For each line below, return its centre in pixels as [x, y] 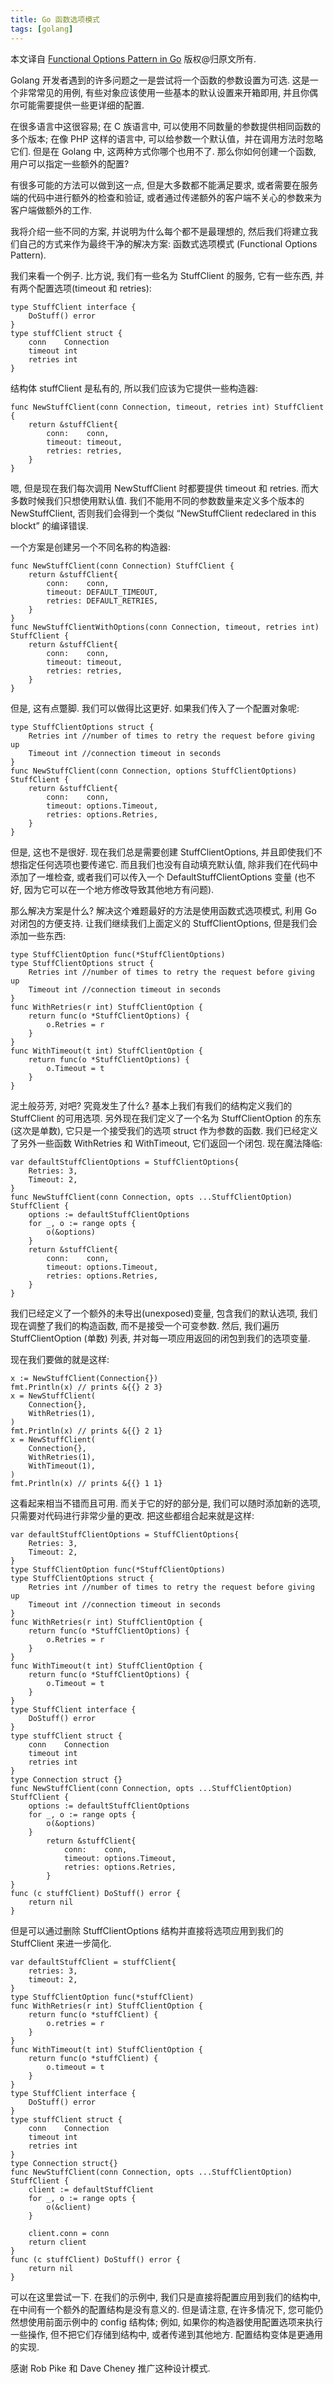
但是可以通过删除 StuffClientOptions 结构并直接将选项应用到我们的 [147, 1930]
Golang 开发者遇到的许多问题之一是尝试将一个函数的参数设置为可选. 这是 [160, 80]
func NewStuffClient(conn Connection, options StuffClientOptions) [154, 771]
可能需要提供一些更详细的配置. [81, 105]
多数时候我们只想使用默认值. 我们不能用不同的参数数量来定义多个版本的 [157, 500]
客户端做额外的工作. [51, 210]
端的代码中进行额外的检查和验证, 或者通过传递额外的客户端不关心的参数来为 [166, 197]
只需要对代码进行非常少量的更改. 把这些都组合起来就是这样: [132, 1515]
